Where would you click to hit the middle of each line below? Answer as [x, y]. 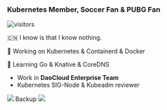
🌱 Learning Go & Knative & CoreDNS [58, 65]
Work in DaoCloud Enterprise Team [68, 78]
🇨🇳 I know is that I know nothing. [54, 38]
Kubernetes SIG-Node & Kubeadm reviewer [78, 85]
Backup [26, 99]
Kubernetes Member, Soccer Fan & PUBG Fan [84, 10]
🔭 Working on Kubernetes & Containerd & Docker [76, 51]
